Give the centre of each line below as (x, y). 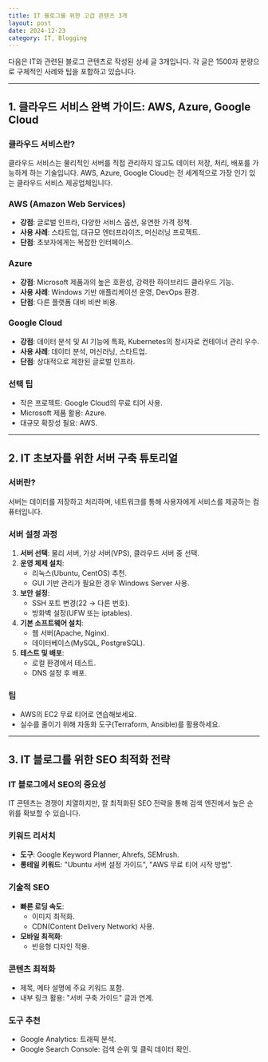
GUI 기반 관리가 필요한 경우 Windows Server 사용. (110, 583)
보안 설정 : (35, 593)
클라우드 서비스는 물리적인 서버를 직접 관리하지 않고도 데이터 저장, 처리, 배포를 (130, 162)
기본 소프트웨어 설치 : (51, 623)
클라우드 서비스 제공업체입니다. (65, 182)
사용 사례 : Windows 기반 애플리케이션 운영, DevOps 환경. (109, 291)
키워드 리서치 (32, 836)
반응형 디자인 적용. (61, 946)
